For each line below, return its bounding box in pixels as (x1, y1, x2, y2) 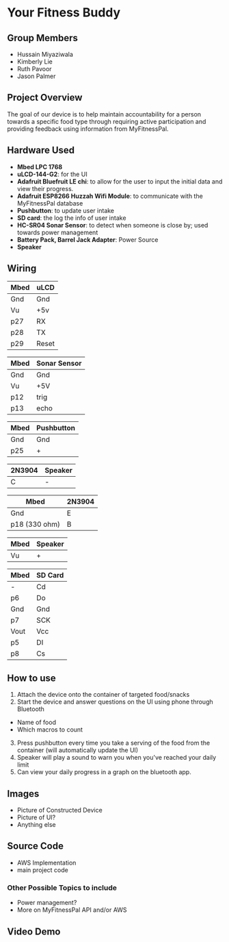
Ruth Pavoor (16, 65, 53, 73)
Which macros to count (16, 726, 83, 734)
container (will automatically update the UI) (16, 746, 139, 754)
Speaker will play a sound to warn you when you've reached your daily (16, 754, 217, 762)
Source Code (7, 841, 64, 852)
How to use (7, 672, 56, 684)
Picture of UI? (16, 813, 56, 821)
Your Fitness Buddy (7, 5, 121, 21)
